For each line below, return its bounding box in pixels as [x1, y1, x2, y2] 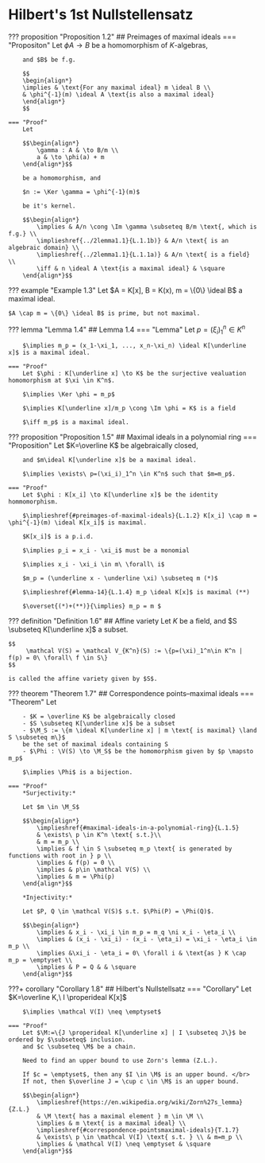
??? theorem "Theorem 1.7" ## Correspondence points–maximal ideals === [8, 689, 255, 698]
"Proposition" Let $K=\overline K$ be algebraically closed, [8, 441, 198, 450]
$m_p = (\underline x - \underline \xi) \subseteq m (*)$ [22, 574, 218, 582]
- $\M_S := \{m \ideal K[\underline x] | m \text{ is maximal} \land [22, 726, 258, 735]
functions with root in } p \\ [8, 852, 112, 860]
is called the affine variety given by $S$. [8, 675, 158, 683]
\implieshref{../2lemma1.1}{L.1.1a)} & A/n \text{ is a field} [36, 251, 250, 259]
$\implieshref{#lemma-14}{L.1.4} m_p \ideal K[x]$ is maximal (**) [22, 589, 250, 597]
